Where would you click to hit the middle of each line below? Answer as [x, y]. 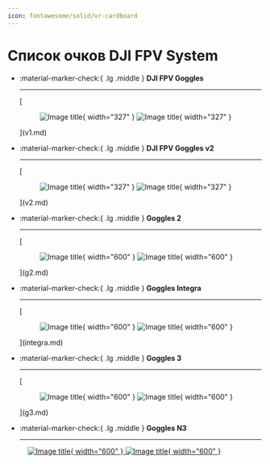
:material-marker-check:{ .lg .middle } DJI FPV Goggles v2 [116, 148]
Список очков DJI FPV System [113, 55]
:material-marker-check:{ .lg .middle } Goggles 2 [100, 217]
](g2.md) [34, 272]
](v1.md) [33, 132]
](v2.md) [34, 202]
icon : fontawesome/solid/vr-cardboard [73, 16]
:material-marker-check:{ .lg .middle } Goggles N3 [103, 428]
